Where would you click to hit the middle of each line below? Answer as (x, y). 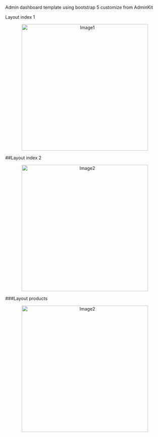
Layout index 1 (20, 17)
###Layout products (27, 298)
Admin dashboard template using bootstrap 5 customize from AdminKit (79, 7)
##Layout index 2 (23, 158)
